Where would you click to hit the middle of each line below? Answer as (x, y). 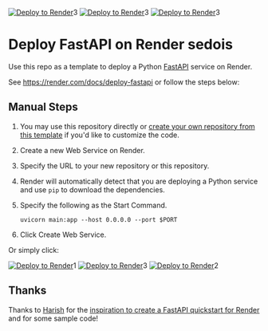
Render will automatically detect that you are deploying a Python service (139, 181)
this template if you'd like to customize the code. (99, 135)
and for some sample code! (53, 318)
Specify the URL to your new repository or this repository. (114, 165)
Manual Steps (43, 107)
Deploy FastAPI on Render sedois (121, 45)
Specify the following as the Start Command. (93, 205)
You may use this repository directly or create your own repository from (137, 126)
